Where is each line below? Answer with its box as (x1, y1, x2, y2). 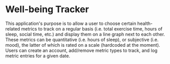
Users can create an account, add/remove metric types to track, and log (5, 47, 158, 53)
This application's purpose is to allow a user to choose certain (5, 20, 137, 26)
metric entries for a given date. (5, 52, 71, 59)
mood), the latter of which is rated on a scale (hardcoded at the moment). (5, 42, 160, 48)
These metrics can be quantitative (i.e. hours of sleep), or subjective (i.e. (5, 37, 159, 43)
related (5, 25, 20, 31)
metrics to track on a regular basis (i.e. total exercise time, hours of (21, 25, 163, 31)
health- (137, 20, 153, 26)
